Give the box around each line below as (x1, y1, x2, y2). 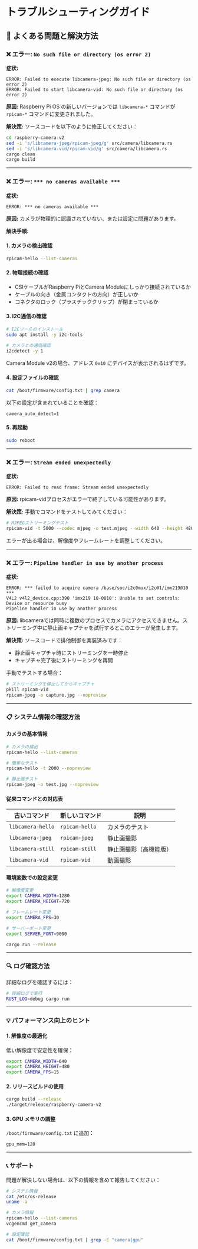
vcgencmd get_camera (6, 1221, 57, 1227)
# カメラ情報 (6, 1210, 34, 1216)
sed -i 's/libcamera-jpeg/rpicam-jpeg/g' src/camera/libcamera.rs (6, 140, 173, 146)
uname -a (6, 1199, 28, 1205)
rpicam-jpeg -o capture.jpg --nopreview (6, 692, 107, 698)
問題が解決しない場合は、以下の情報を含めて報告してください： (6, 1176, 161, 1183)
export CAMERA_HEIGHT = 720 (6, 898, 70, 905)
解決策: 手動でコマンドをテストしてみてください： (6, 508, 128, 515)
